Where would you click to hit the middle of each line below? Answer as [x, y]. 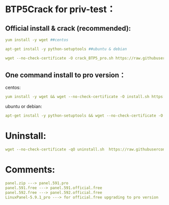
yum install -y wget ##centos [37, 40]
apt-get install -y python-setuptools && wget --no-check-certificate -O [84, 116]
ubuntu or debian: [24, 107]
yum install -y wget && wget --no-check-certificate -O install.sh [77, 97]
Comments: [30, 170]
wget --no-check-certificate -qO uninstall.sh [55, 149]
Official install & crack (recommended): [68, 28]
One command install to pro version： [65, 75]
